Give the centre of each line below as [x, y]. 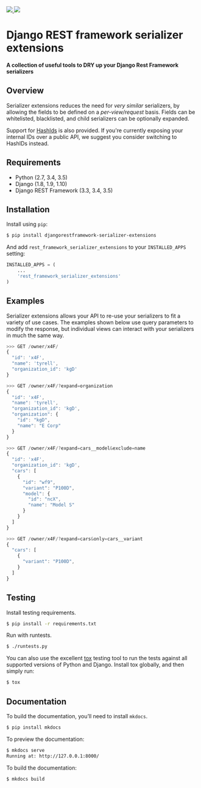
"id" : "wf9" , [39, 482]
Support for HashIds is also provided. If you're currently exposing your [95, 130]
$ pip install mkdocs [34, 727]
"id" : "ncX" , [45, 499]
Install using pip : [27, 224]
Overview [25, 91]
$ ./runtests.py [27, 647]
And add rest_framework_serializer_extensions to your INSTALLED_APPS [96, 247]
